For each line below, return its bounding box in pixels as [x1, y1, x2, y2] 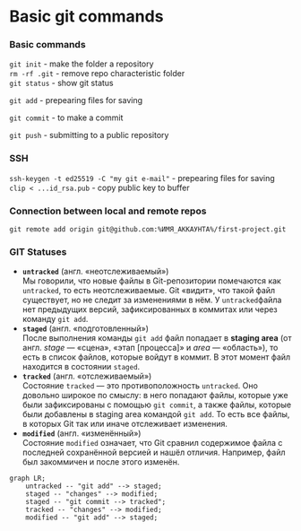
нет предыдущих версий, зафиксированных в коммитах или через [21, 304, 278, 315]
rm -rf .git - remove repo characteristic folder [9, 68, 185, 79]
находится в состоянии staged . [21, 361, 141, 372]
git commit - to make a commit [9, 112, 124, 123]
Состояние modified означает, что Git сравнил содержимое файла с [21, 438, 283, 448]
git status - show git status [9, 78, 114, 89]
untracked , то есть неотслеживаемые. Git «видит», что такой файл [21, 285, 276, 296]
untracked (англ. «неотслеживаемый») [21, 266, 169, 277]
